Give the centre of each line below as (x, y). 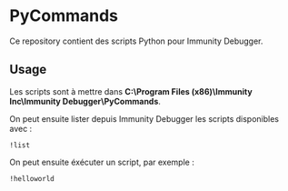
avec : (21, 128)
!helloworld (32, 178)
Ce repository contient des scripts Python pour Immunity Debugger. (136, 41)
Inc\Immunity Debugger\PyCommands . (85, 101)
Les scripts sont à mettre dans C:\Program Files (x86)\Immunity (131, 91)
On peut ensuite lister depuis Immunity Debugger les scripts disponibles (144, 118)
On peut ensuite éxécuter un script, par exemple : (102, 162)
